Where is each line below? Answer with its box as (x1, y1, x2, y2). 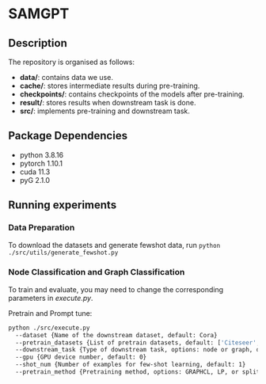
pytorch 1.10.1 (19, 158, 63, 168)
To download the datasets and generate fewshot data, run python (8, 240, 221, 249)
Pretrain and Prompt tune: (8, 308, 93, 317)
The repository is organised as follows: (8, 57, 135, 67)
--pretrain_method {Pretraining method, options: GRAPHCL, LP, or (15, 368, 239, 376)
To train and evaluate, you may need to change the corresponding (8, 284, 224, 294)
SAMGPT (8, 5, 70, 23)
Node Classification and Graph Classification (8, 267, 185, 278)
